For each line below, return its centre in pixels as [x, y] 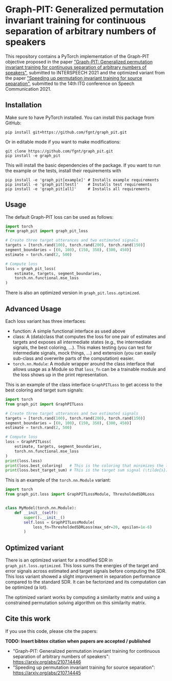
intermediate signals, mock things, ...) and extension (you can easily [84, 353]
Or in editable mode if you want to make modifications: [63, 141]
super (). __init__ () [45, 518]
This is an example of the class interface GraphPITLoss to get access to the [84, 385]
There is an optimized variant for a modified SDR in [59, 560]
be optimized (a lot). [26, 587]
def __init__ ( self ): [36, 513]
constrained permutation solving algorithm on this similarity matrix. [76, 603]
